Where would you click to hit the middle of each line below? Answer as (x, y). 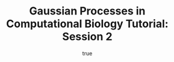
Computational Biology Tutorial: (87, 24)
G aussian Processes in (87, 11)
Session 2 (87, 37)
